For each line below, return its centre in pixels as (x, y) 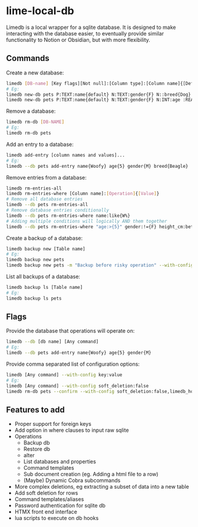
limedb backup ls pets (34, 298)
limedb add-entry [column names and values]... (66, 155)
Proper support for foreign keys (53, 424)
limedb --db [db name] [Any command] (52, 342)
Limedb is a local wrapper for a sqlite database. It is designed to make (91, 27)
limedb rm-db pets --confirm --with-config (60, 391)
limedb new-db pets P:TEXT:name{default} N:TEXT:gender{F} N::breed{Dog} (99, 95)
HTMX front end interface (46, 512)
